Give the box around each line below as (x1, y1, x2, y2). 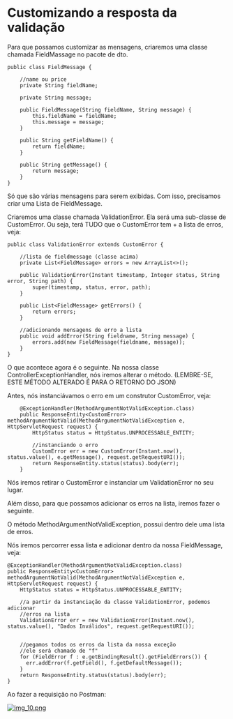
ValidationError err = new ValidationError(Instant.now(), (20, 616, 195, 623)
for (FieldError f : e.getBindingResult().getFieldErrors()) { (20, 653, 208, 660)
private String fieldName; (20, 82, 98, 89)
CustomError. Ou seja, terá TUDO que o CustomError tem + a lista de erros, (7, 220, 223, 228)
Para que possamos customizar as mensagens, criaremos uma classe (7, 43, 208, 51)
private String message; (20, 94, 92, 101)
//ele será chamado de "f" (20, 647, 98, 654)
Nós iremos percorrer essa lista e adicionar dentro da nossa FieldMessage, (7, 540, 223, 549)
